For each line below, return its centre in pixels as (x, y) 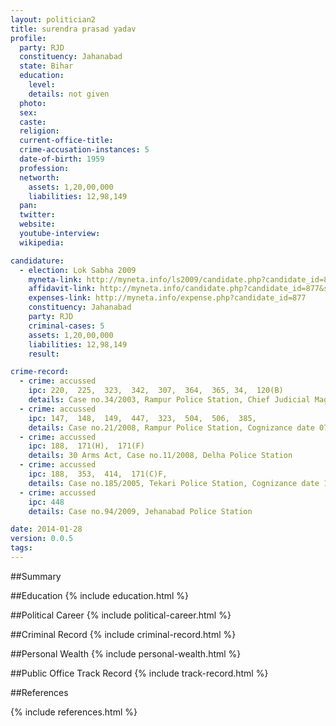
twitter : (37, 215)
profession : (44, 168)
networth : (39, 177)
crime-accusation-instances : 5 (84, 150)
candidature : (37, 261)
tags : (21, 548)
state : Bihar (46, 66)
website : (37, 224)
